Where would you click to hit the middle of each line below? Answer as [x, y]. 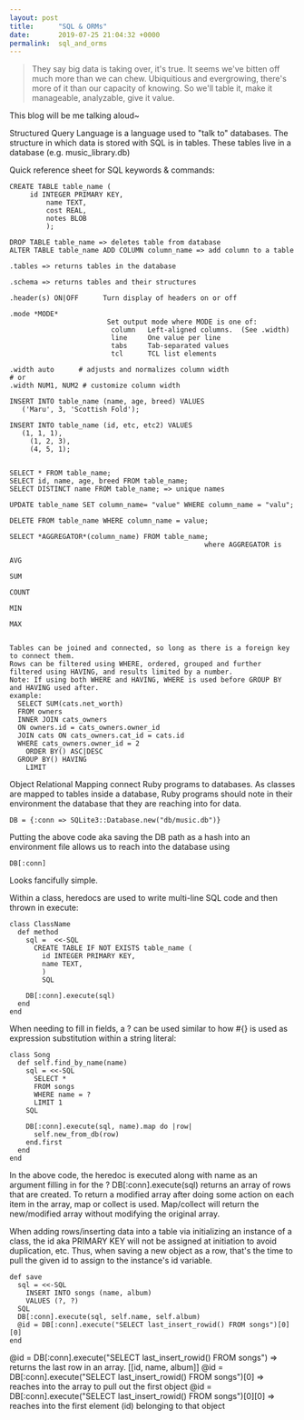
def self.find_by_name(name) [73, 1063]
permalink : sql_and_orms [58, 43]
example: [26, 696]
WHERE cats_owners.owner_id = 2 [79, 744]
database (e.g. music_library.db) [70, 153]
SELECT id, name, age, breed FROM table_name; [99, 481]
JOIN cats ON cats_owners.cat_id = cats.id [101, 736]
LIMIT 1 [48, 1103]
